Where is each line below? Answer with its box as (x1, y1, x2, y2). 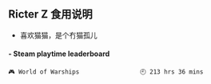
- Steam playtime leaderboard (8, 49, 110, 58)
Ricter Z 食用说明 (8, 7, 94, 22)
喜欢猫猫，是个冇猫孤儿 (19, 30, 98, 40)
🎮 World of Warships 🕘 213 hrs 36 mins (8, 68, 204, 76)
